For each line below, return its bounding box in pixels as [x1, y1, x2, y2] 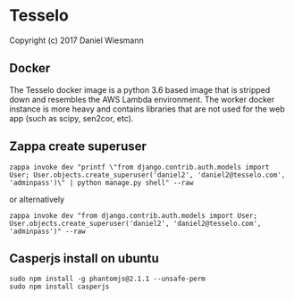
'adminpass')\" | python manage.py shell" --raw [9, 178, 194, 187]
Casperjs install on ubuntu [9, 251, 159, 266]
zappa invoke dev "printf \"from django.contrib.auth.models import [9, 162, 270, 171]
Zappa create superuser [9, 139, 147, 154]
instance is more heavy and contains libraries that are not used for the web [9, 104, 285, 114]
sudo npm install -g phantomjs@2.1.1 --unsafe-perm [9, 274, 206, 284]
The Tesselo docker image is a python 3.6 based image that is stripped [9, 84, 271, 95]
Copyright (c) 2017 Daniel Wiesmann [9, 35, 145, 46]
